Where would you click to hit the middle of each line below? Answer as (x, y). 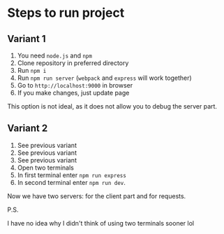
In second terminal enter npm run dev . (71, 182)
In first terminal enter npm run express (72, 175)
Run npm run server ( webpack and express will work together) (104, 78)
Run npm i (32, 70)
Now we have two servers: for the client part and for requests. (97, 196)
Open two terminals (46, 167)
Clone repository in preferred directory (73, 63)
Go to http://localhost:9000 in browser (75, 85)
